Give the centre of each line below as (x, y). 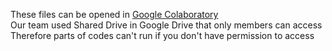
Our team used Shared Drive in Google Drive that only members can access (166, 25)
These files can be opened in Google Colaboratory (114, 14)
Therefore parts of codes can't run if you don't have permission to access (162, 35)
